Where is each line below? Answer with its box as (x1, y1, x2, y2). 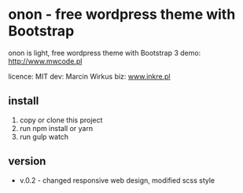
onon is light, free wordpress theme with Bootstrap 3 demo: (8, 48, 201, 57)
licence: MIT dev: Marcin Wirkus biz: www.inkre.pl (8, 71, 171, 81)
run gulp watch (19, 132, 69, 141)
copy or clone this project (19, 115, 103, 125)
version (8, 155, 46, 168)
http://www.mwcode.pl (8, 56, 83, 66)
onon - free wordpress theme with (8, 5, 236, 24)
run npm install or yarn (19, 123, 93, 133)
